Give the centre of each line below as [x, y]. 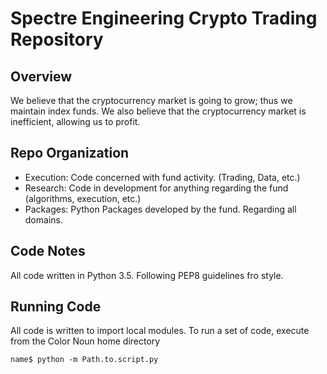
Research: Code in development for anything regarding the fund [156, 188]
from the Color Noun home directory [85, 341]
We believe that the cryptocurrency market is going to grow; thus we [151, 100]
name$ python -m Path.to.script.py [84, 360]
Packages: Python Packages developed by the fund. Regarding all [160, 209]
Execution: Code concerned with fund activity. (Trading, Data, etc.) [162, 177]
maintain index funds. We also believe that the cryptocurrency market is [158, 111]
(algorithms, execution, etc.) [83, 198]
